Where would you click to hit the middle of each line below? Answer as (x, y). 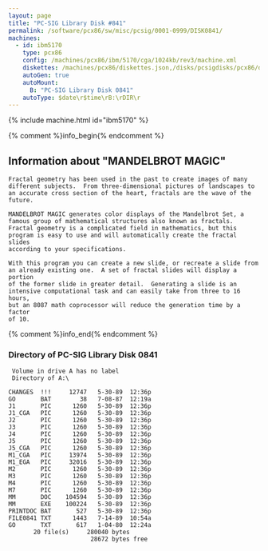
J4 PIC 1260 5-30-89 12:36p (80, 434)
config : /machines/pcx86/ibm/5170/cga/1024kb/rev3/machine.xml (130, 61)
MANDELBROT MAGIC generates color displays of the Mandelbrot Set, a (126, 214)
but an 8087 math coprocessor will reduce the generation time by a (124, 305)
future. (21, 201)
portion (21, 277)
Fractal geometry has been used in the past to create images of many (128, 180)
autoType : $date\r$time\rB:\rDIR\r (82, 98)
